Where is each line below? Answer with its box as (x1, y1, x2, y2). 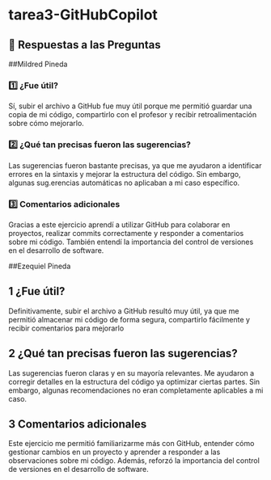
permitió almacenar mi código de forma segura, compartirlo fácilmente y (8, 314, 251, 324)
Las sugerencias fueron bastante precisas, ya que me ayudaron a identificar (8, 160, 262, 171)
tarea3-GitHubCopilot (8, 6, 158, 24)
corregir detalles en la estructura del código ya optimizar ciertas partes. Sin (8, 377, 260, 386)
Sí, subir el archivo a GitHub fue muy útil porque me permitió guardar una (8, 101, 252, 111)
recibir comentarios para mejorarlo (8, 323, 125, 333)
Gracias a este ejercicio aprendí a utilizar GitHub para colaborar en (8, 220, 231, 229)
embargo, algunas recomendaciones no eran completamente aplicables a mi (8, 385, 264, 395)
